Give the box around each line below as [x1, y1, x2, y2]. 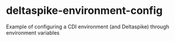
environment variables [6, 29, 60, 36]
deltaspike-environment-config [6, 4, 163, 17]
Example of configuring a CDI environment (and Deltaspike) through [6, 23, 170, 30]
